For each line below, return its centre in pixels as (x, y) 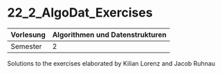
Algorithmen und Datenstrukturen (110, 35)
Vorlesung (28, 35)
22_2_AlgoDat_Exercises (80, 13)
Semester (26, 46)
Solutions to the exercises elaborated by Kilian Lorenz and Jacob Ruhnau (111, 63)
